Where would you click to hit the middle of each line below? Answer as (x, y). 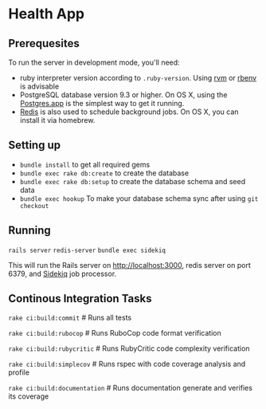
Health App (47, 14)
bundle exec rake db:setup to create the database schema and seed (133, 181)
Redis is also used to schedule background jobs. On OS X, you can (129, 112)
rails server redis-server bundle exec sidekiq (87, 250)
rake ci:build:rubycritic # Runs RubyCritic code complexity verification (129, 348)
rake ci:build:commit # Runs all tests (70, 318)
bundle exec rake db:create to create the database (104, 173)
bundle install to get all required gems (85, 164)
